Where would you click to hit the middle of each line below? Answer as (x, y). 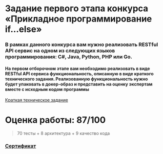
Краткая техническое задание (37, 100)
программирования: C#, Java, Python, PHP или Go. (69, 57)
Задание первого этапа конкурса (77, 9)
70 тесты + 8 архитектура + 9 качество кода (63, 133)
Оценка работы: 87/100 (55, 120)
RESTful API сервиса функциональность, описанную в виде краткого (79, 73)
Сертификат (21, 146)
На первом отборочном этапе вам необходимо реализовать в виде (78, 68)
